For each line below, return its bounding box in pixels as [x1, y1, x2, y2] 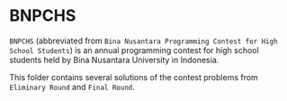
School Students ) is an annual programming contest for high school [9, 44, 259, 55]
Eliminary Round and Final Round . [9, 81, 135, 92]
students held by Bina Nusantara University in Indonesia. [9, 54, 220, 65]
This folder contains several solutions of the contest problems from [9, 71, 258, 82]
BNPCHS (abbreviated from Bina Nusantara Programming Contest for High [9, 35, 278, 46]
